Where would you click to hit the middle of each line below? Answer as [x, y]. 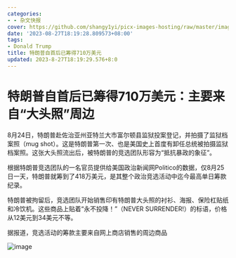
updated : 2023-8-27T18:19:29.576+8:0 [63, 60]
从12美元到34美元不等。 [42, 217]
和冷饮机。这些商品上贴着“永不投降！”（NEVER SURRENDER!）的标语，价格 [117, 209]
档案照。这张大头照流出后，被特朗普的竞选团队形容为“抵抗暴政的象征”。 [112, 153]
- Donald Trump [29, 46]
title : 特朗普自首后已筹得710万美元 [54, 53]
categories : [25, 14]
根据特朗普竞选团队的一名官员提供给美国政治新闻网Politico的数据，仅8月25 [116, 167]
